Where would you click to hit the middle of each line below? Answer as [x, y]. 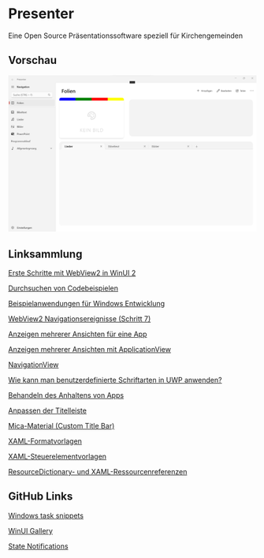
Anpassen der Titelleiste [47, 410]
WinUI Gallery [31, 530]
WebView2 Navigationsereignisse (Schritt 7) [80, 319]
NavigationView [33, 365]
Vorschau [33, 60]
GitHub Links [41, 497]
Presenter [41, 14]
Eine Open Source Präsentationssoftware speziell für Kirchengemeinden [125, 36]
